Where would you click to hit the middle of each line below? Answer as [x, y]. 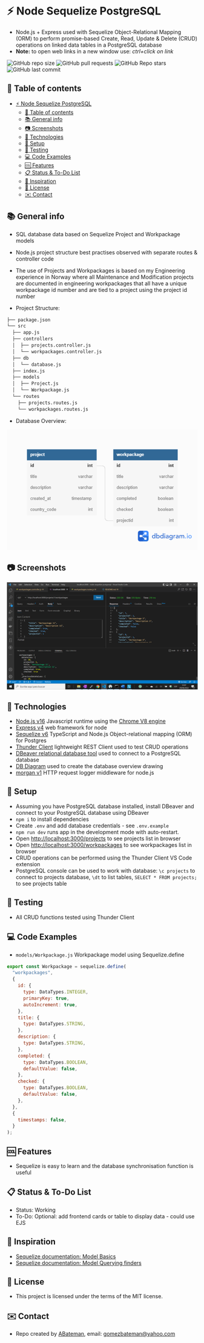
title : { [29, 1018]
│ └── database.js [37, 364]
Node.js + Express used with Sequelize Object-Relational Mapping [98, 32]
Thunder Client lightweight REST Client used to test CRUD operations [102, 747]
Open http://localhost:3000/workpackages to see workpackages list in [104, 844]
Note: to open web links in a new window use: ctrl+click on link [94, 51]
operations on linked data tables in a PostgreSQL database [89, 45]
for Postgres [31, 741]
